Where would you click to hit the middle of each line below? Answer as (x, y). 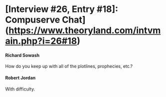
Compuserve (33, 20)
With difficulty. (20, 89)
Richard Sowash (22, 55)
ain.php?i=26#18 (41, 41)
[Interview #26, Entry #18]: (62, 9)
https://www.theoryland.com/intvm (85, 30)
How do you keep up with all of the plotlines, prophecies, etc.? (69, 66)
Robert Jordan (20, 77)
